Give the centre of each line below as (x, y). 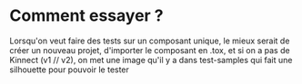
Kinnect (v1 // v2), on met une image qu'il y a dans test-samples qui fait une (151, 60)
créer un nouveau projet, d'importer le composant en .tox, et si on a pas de (150, 50)
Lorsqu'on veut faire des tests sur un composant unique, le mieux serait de (150, 41)
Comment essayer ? (86, 16)
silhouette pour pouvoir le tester (70, 70)
